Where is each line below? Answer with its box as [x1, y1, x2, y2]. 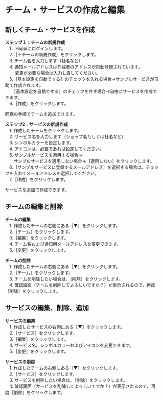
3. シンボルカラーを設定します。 [9, 140, 74, 145]
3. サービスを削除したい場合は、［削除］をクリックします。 [9, 377, 128, 383]
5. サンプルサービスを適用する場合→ [9, 152, 83, 158]
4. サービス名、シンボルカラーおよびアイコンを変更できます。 [9, 342, 134, 348]
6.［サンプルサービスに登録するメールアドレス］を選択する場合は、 [9, 165, 146, 170]
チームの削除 [5, 258, 31, 263]
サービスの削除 [5, 358, 35, 365]
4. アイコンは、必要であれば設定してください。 [9, 146, 104, 152]
